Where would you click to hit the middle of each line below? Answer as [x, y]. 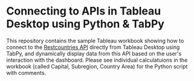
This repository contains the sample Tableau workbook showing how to [95, 40]
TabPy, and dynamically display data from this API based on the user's [94, 53]
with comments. [26, 73]
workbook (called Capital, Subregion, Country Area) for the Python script [97, 66]
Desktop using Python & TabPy [86, 24]
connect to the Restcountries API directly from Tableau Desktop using [93, 47]
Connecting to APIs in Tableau [84, 11]
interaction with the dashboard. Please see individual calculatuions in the [97, 60]
